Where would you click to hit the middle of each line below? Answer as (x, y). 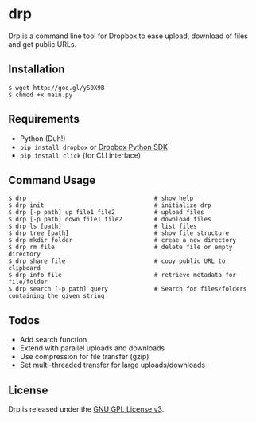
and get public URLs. (43, 44)
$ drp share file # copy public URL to (117, 261)
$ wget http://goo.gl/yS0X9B (56, 88)
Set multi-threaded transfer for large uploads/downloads (112, 365)
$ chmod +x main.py (41, 95)
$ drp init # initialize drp (110, 205)
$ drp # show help (101, 199)
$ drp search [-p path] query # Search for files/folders (128, 289)
